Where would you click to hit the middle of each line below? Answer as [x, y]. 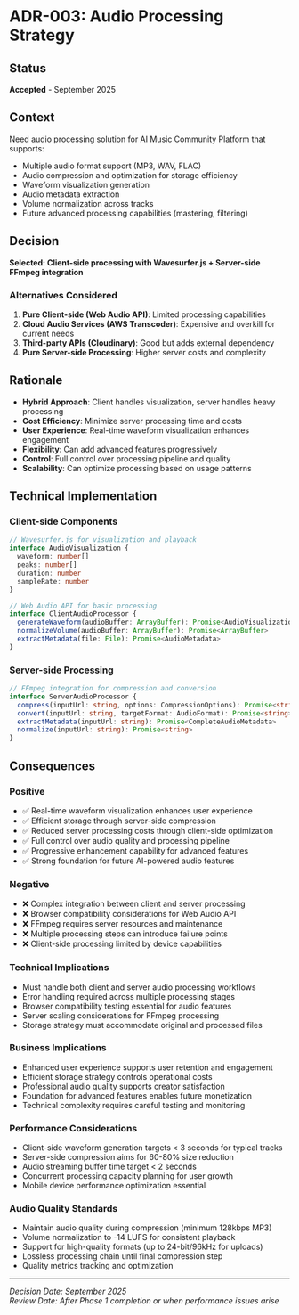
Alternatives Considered [63, 295]
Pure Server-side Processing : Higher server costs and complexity [144, 352]
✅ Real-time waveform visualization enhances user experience [137, 810]
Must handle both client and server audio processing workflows [139, 987]
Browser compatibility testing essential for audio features [127, 1006]
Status [28, 68]
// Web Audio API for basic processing [83, 606]
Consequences [53, 766]
